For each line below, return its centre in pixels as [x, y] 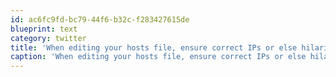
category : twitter [48, 38]
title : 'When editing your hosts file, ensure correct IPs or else [154, 47]
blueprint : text [44, 29]
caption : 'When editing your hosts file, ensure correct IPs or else [158, 57]
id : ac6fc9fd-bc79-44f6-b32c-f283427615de [100, 19]
